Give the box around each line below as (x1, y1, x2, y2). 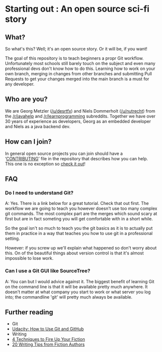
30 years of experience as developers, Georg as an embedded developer (5, 118, 151, 124)
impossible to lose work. (5, 255, 54, 261)
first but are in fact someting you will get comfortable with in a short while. (5, 216, 153, 222)
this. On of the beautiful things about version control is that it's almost (5, 250, 144, 256)
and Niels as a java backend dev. (5, 123, 71, 129)
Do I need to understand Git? (5, 189, 74, 196)
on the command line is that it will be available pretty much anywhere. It (5, 284, 148, 289)
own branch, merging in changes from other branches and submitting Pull (5, 71, 152, 76)
